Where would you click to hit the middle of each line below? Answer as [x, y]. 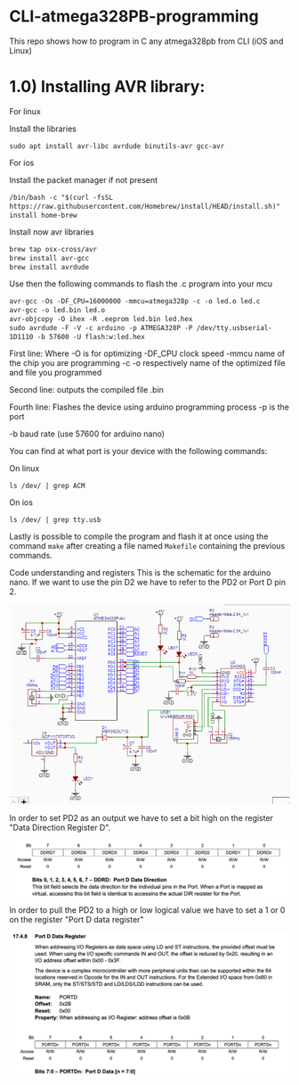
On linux [24, 468]
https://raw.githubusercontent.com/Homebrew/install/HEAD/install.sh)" [145, 206]
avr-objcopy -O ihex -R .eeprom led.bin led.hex [101, 319]
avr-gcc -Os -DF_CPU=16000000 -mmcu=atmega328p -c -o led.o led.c [135, 301]
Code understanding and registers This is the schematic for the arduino [140, 572]
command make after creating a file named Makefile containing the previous [147, 545]
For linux [25, 111]
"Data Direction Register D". [60, 828]
